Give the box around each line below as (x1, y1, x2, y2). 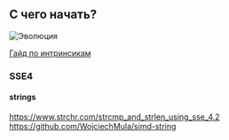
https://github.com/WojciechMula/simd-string (9, 121, 177, 131)
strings (9, 92, 36, 103)
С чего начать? (9, 7, 98, 22)
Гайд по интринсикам (9, 48, 91, 58)
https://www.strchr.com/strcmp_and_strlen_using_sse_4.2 (9, 111, 220, 122)
